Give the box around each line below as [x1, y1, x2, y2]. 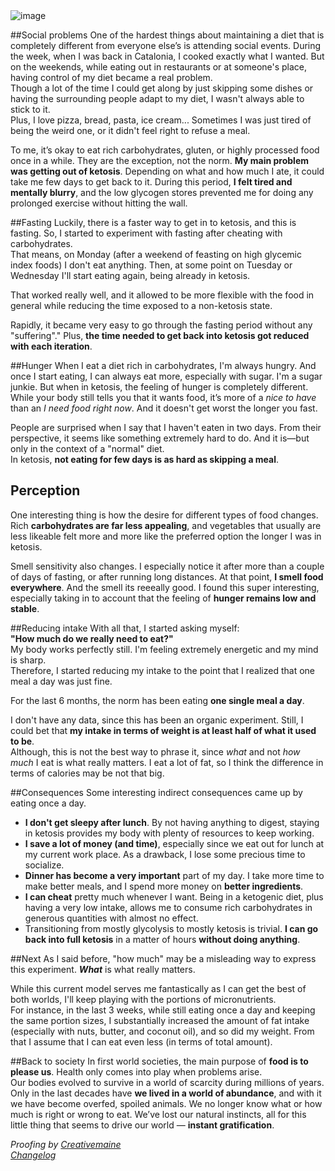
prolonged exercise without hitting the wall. [10, 197, 188, 209]
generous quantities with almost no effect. [24, 912, 199, 924]
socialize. [24, 859, 65, 871]
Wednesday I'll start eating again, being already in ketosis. [10, 270, 251, 281]
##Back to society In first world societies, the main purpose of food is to [10, 1055, 309, 1067]
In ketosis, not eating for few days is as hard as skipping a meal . [10, 454, 280, 465]
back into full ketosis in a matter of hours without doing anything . [24, 933, 301, 945]
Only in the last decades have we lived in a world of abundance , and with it [10, 1087, 322, 1099]
